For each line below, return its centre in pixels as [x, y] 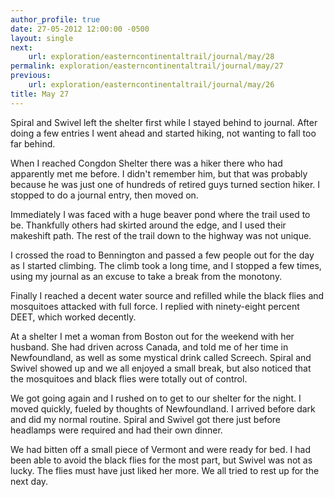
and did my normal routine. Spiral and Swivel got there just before [145, 419]
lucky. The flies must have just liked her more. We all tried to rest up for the [165, 470]
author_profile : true [55, 19]
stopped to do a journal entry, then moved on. [104, 195]
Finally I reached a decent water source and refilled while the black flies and [167, 295]
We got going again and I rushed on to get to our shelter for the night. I [156, 398]
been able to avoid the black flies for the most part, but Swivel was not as [161, 460]
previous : [31, 76]
